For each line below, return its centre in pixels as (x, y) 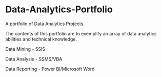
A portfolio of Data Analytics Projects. (45, 24)
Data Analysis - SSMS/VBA (34, 59)
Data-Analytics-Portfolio (59, 9)
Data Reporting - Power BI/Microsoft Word (50, 69)
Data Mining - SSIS (25, 49)
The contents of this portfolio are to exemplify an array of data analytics (81, 33)
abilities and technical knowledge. (41, 39)
